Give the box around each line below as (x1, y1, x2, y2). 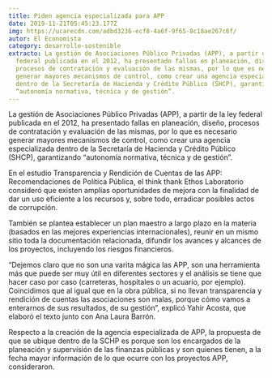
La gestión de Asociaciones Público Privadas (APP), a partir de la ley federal (8, 110, 263, 119)
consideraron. (8, 362, 55, 372)
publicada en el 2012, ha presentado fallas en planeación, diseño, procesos (8, 118, 261, 128)
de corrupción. (8, 203, 58, 213)
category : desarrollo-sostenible (8, 42, 121, 50)
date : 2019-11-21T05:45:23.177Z (8, 19, 117, 28)
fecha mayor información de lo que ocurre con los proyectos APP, (8, 354, 228, 363)
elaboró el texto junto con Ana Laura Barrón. (8, 311, 156, 321)
